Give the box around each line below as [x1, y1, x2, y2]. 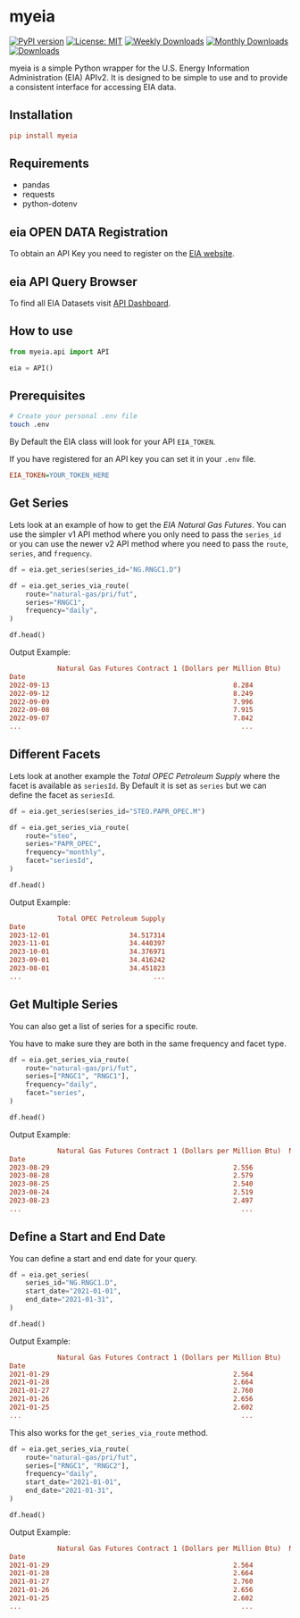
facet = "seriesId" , [25, 856, 94, 866]
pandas [21, 180, 51, 190]
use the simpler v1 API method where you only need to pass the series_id [9, 529, 281, 540]
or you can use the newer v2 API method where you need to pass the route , [9, 538, 288, 549]
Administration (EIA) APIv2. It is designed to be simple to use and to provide [9, 71, 288, 82]
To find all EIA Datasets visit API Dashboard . [9, 298, 171, 309]
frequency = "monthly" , [25, 848, 105, 857]
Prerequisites [9, 389, 86, 404]
